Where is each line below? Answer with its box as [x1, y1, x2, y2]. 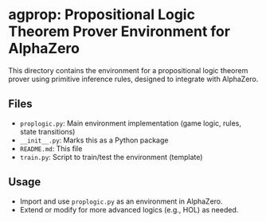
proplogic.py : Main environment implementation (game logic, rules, [19, 118, 241, 128]
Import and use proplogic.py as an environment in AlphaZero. [19, 197, 223, 206]
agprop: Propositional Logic [8, 6, 195, 24]
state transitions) [19, 127, 76, 136]
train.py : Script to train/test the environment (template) [19, 152, 203, 162]
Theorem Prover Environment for [8, 22, 231, 41]
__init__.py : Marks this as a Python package [19, 135, 169, 145]
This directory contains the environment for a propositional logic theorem [8, 65, 248, 75]
